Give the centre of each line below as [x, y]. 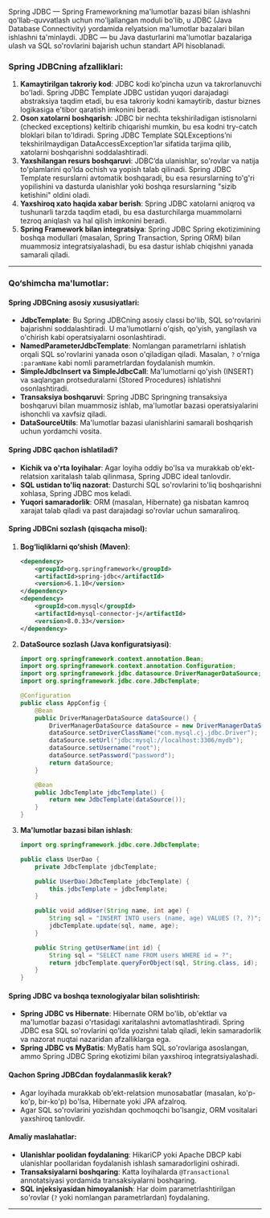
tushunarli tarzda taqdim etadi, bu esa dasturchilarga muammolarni [131, 212]
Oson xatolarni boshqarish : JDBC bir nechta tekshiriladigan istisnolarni [138, 118]
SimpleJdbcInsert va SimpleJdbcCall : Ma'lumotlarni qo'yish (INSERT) [137, 371]
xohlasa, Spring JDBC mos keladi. [76, 493]
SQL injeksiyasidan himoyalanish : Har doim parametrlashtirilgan [127, 1188]
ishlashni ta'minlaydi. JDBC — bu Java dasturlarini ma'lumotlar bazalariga [130, 37]
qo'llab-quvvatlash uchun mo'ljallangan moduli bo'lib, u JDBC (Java [120, 20]
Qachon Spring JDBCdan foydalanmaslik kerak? [90, 1075]
